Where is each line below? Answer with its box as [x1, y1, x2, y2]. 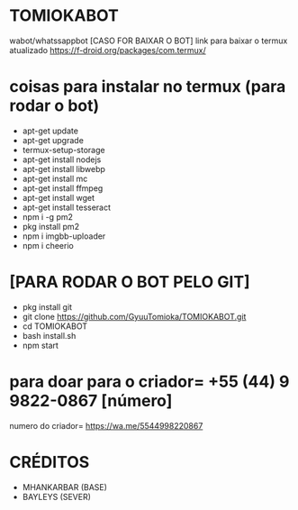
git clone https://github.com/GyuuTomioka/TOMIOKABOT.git [22, 311, 247, 322]
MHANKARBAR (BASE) [22, 481, 108, 492]
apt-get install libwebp [22, 163, 106, 174]
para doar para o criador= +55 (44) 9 [9, 371, 290, 392]
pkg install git [22, 301, 73, 312]
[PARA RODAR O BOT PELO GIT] [9, 272, 250, 293]
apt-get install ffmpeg [22, 182, 104, 194]
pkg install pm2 [22, 221, 79, 232]
